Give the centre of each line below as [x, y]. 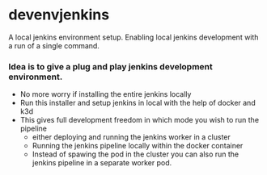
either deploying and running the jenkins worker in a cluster [131, 137]
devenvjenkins [59, 15]
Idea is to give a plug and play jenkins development [110, 66]
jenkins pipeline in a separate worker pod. [102, 163]
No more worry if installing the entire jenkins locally [106, 94]
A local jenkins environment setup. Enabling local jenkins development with [133, 37]
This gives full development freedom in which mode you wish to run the [140, 120]
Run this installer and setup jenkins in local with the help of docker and [138, 103]
